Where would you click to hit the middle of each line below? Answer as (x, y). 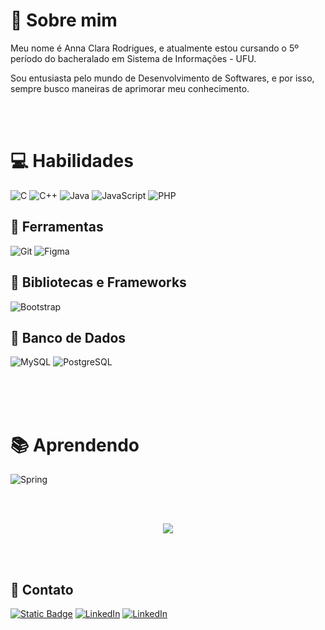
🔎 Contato (42, 589)
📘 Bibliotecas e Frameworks (98, 282)
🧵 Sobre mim (64, 20)
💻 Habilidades (72, 161)
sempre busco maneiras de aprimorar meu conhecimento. (130, 88)
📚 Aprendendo (75, 445)
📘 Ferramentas (57, 227)
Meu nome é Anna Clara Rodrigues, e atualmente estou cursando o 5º (154, 48)
